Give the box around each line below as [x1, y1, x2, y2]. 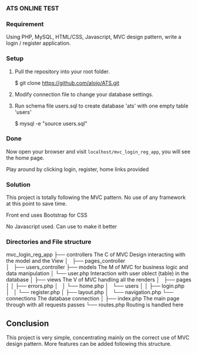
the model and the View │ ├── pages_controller [6, 257, 125, 264]
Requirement [6, 19, 44, 28]
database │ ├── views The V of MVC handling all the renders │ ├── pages [6, 276, 192, 283]
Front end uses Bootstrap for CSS [6, 211, 88, 219]
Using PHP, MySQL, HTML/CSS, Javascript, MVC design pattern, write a [6, 34, 182, 41]
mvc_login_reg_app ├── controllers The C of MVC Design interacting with [6, 251, 186, 258]
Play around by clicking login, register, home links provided [6, 165, 149, 172]
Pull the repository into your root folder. [14, 68, 110, 75]
